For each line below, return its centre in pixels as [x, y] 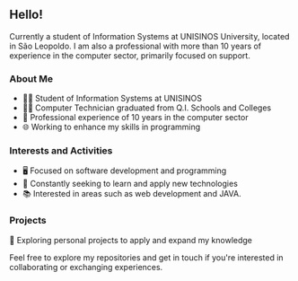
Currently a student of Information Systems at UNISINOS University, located [149, 36]
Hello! [26, 15]
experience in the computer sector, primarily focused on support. [130, 55]
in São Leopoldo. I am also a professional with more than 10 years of [136, 46]
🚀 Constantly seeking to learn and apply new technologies [130, 184]
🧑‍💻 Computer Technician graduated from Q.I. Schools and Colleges [147, 108]
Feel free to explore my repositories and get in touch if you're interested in [147, 257]
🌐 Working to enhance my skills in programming [111, 127]
